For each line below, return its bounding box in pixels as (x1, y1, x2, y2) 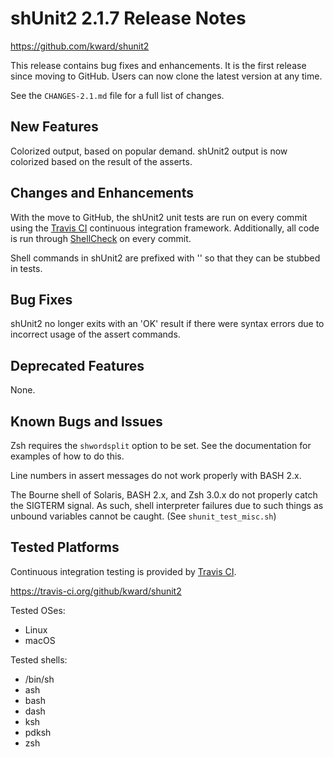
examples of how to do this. (10, 450, 125, 462)
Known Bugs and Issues (10, 413, 163, 430)
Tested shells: (10, 653, 68, 666)
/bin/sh (24, 673, 55, 685)
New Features (10, 118, 99, 136)
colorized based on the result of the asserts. (10, 155, 193, 167)
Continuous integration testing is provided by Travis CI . (10, 565, 237, 577)
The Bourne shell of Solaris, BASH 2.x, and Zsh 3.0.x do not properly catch (10, 489, 318, 501)
